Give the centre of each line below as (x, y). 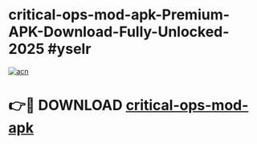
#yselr (69, 49)
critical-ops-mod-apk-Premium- (119, 15)
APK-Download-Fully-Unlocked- (119, 32)
